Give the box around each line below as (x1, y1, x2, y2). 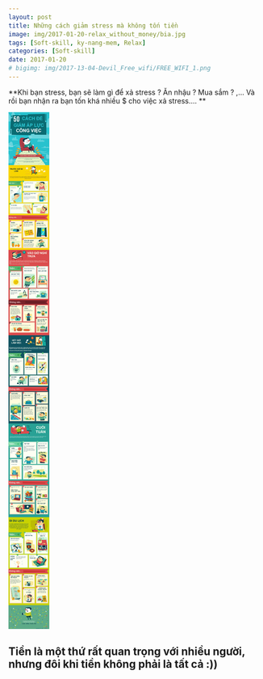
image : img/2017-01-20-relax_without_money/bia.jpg (8, 30, 186, 38)
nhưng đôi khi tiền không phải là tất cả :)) (8, 657, 218, 671)
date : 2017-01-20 (8, 56, 67, 64)
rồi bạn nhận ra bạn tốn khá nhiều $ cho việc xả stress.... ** (8, 95, 207, 105)
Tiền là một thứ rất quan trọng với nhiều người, (8, 645, 246, 659)
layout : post (8, 13, 52, 21)
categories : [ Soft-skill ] (8, 47, 95, 56)
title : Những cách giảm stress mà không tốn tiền (8, 21, 179, 30)
